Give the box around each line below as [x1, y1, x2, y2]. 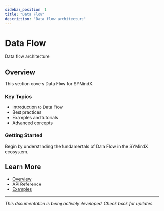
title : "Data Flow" [5, 12, 45, 17]
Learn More [5, 163, 41, 171]
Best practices [12, 109, 41, 115]
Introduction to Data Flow [12, 104, 63, 110]
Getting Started [5, 132, 42, 139]
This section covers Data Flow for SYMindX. [5, 81, 94, 87]
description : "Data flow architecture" [5, 16, 86, 21]
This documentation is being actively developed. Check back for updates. [5, 200, 154, 206]
